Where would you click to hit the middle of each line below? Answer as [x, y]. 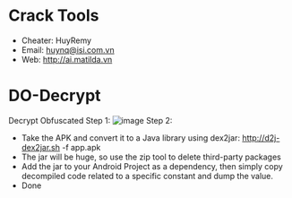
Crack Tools [54, 16]
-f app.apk [81, 147]
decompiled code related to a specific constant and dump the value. [147, 176]
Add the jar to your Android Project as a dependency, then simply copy [152, 166]
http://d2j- [261, 138]
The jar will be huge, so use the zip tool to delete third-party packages [151, 157]
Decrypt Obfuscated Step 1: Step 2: [90, 120]
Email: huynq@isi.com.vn [68, 49]
